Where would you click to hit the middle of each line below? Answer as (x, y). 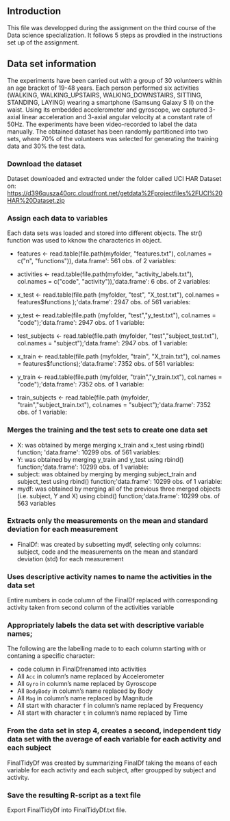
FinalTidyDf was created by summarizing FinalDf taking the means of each (112, 763)
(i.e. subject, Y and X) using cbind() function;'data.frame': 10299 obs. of (118, 495)
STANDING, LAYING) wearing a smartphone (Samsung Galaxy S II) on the (111, 102)
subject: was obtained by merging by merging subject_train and (107, 474)
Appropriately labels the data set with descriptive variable (105, 625)
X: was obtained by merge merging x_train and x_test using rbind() (111, 445)
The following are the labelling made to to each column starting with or (107, 649)
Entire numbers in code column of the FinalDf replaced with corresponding (112, 600)
